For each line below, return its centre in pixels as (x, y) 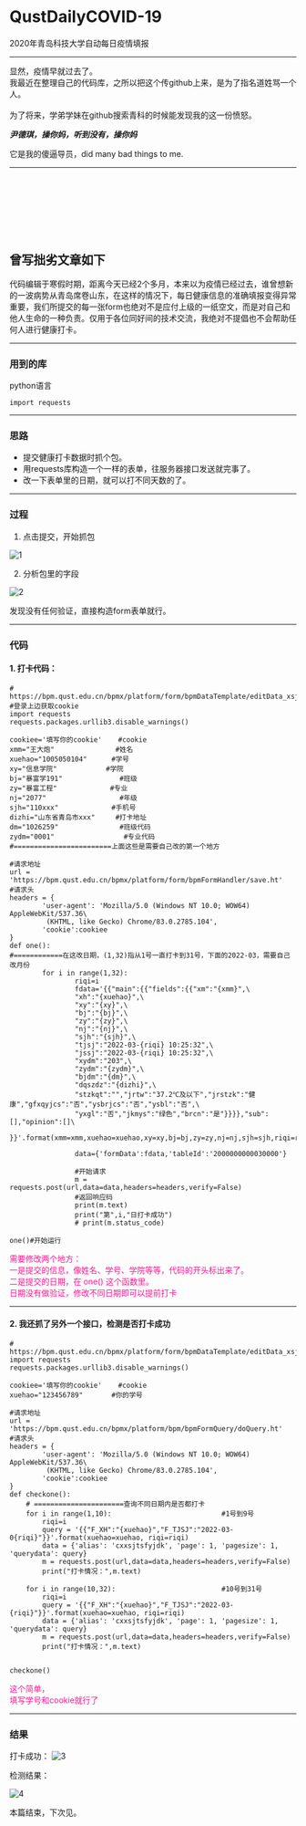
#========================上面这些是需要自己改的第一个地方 (115, 846)
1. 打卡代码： (33, 669)
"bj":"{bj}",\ (101, 1013)
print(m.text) (101, 1205)
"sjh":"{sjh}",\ (105, 1037)
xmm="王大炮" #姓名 (71, 749)
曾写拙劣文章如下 (57, 261)
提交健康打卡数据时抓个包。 (75, 457)
